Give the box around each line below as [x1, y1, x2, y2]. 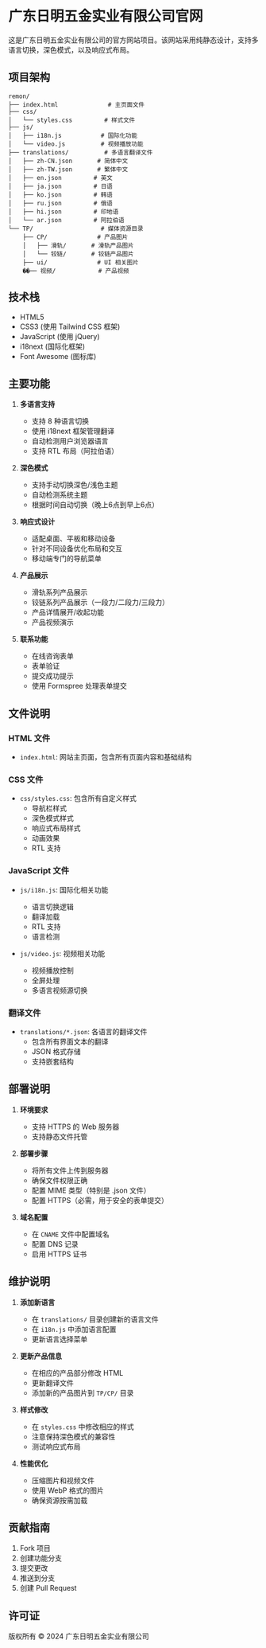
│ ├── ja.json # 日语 [8, 182, 113, 190]
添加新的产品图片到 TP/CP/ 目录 [31, 1388, 134, 1397]
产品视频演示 [31, 618, 74, 627]
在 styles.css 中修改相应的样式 [31, 1422, 135, 1431]
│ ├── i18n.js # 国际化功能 [8, 131, 137, 139]
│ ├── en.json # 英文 [8, 174, 113, 182]
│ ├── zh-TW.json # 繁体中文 [8, 165, 129, 174]
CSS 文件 [8, 774, 44, 785]
